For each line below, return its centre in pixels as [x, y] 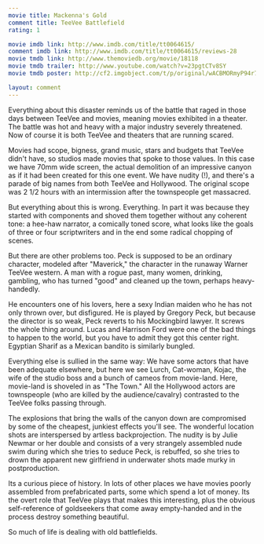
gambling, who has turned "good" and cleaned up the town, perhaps [119, 280]
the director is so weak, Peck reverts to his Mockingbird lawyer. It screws [126, 321]
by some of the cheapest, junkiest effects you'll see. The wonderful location [131, 426]
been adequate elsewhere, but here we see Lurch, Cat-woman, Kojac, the [127, 369]
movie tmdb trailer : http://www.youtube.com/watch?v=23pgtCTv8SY [117, 66]
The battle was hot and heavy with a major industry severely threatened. [125, 126]
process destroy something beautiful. [69, 517]
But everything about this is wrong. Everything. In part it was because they [129, 207]
